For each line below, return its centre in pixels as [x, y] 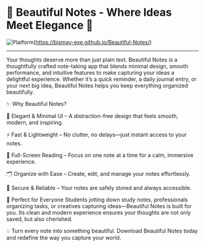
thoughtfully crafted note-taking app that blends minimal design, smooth [97, 66]
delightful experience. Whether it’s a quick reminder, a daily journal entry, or [102, 79]
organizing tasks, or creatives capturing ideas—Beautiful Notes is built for [99, 206]
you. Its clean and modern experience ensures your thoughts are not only [99, 212]
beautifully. [20, 92]
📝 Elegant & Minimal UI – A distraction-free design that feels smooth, [92, 116]
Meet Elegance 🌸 [50, 25]
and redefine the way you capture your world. [64, 237]
